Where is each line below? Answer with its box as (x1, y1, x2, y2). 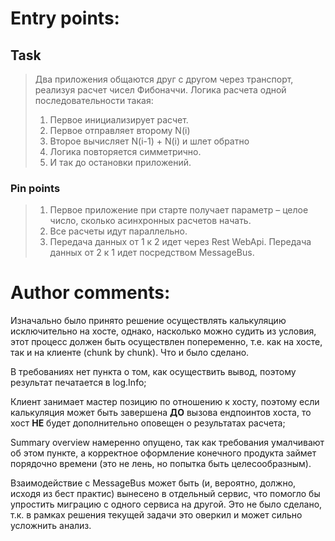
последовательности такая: (34, 95, 154, 106)
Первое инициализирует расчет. (49, 114, 189, 126)
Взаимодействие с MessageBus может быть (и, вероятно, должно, (10, 477, 297, 489)
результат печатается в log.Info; (10, 377, 147, 389)
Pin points (10, 181, 61, 195)
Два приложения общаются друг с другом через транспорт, (34, 73, 294, 85)
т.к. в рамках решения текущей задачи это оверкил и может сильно (10, 509, 303, 521)
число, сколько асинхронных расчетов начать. (49, 215, 252, 227)
